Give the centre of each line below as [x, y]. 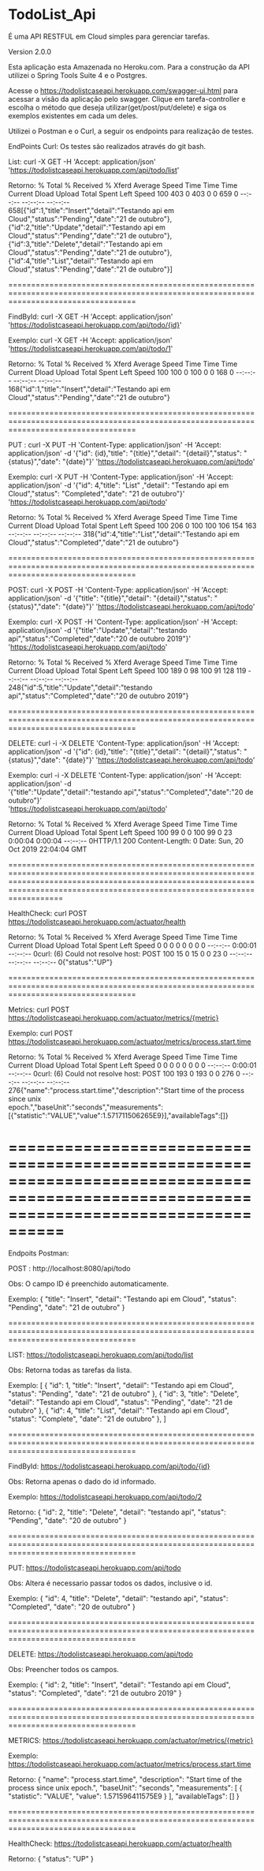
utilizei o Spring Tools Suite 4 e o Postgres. [78, 75]
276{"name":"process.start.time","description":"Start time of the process [126, 1090]
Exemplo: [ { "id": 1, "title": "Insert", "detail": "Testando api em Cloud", [121, 1385]
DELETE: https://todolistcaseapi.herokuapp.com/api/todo [101, 1654]
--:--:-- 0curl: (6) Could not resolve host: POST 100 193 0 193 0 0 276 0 [124, 1073]
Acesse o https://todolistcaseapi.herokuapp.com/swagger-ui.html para [123, 90]
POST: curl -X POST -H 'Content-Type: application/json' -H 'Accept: [118, 589]
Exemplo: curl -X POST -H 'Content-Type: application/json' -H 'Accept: [123, 622]
